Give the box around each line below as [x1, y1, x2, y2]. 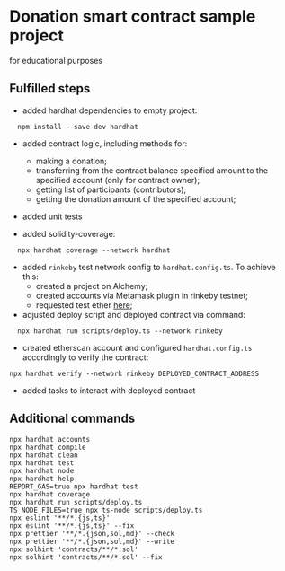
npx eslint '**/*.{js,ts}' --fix [9, 521, 135, 531]
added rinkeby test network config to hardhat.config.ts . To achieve [22, 261, 276, 272]
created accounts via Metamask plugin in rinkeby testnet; [35, 290, 249, 301]
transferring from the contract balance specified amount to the [35, 164, 268, 176]
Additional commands [9, 411, 136, 426]
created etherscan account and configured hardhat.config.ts [22, 342, 253, 353]
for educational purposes [9, 55, 103, 66]
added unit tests [22, 211, 83, 222]
